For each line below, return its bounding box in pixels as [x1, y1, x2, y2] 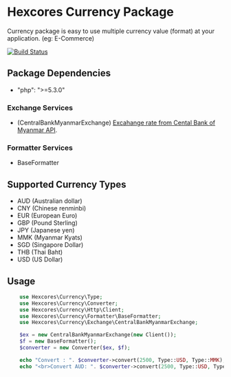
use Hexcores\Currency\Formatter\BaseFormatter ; [19, 312, 162, 320]
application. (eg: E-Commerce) [7, 34, 95, 42]
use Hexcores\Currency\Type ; [19, 293, 103, 300]
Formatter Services [7, 142, 74, 152]
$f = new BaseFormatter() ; [19, 338, 97, 345]
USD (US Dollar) [16, 255, 63, 263]
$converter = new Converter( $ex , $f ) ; [19, 345, 131, 352]
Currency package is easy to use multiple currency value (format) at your [7, 27, 215, 35]
